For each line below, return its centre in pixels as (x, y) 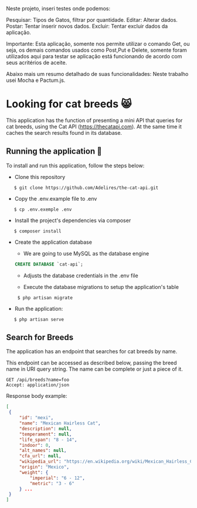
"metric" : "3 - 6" (52, 483)
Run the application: (39, 308)
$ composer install (38, 231)
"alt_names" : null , (43, 451)
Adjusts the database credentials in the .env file (81, 275)
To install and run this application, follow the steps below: (75, 165)
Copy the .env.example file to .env (56, 198)
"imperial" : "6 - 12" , (57, 478)
